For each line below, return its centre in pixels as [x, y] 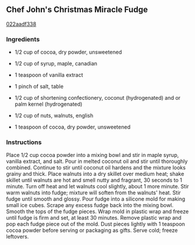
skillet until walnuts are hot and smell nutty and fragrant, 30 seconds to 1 [94, 180]
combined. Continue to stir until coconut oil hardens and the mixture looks [96, 168]
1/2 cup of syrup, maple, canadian [56, 64]
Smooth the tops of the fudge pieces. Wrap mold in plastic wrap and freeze [97, 211]
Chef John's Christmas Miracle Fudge [77, 10]
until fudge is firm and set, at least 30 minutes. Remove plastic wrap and [94, 218]
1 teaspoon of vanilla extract [49, 75]
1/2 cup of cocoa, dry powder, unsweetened [68, 52]
